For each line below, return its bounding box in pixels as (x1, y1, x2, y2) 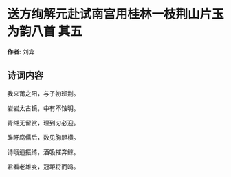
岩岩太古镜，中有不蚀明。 (7, 104, 80, 112)
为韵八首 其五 (7, 23, 82, 39)
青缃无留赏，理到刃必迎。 (7, 118, 80, 127)
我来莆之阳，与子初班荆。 (7, 89, 80, 97)
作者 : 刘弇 (7, 48, 35, 56)
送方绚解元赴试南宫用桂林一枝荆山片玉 (7, 6, 225, 22)
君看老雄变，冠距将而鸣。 (7, 163, 80, 171)
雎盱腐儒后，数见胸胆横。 (7, 133, 80, 141)
